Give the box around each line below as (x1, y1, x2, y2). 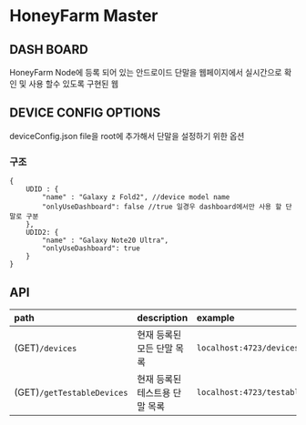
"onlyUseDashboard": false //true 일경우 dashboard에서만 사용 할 (42, 202, 282, 212)
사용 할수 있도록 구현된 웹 (28, 78, 119, 89)
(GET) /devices (14, 341, 77, 354)
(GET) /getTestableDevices (14, 386, 128, 399)
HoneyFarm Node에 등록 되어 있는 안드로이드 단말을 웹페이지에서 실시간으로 (9, 67, 282, 77)
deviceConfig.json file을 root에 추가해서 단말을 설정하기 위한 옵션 (9, 130, 245, 141)
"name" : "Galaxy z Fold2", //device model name (42, 193, 230, 202)
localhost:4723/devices (196, 342, 300, 353)
